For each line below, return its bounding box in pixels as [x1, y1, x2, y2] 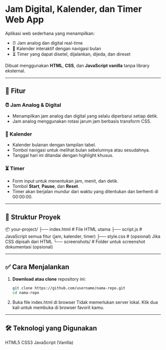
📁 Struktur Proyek [5, 213, 61, 221]
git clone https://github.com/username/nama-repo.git [12, 286, 125, 291]
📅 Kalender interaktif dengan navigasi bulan [12, 46, 101, 51]
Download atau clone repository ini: [12, 276, 86, 282]
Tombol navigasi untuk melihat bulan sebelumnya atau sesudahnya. [12, 147, 150, 153]
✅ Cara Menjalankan [5, 263, 70, 271]
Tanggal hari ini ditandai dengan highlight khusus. [12, 152, 114, 158]
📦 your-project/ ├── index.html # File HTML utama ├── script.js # [5, 226, 142, 232]
